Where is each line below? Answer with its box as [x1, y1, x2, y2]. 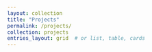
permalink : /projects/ [7, 22, 72, 29]
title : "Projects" [7, 16, 60, 23]
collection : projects [7, 28, 69, 36]
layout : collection [7, 9, 63, 17]
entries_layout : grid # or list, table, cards [7, 35, 146, 42]
